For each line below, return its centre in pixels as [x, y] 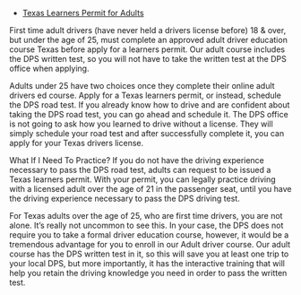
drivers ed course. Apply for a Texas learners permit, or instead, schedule [146, 95]
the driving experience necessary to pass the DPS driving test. [125, 198]
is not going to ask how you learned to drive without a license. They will [141, 124]
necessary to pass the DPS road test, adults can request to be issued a [140, 170]
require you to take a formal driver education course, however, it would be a [149, 235]
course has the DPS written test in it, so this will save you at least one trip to [149, 254]
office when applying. [49, 68]
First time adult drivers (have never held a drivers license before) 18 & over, [148, 30]
